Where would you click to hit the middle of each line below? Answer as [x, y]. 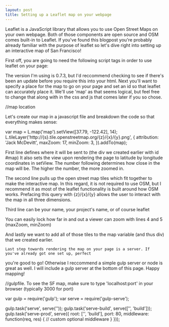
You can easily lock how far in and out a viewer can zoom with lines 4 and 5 [84, 219]
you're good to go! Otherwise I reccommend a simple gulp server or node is [84, 263]
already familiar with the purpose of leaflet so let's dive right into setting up [83, 45]
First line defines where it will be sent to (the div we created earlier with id [82, 152]
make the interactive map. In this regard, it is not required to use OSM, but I [83, 183]
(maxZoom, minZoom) [28, 224]
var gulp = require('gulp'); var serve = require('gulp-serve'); [67, 298]
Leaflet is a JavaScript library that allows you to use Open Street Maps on [81, 29]
